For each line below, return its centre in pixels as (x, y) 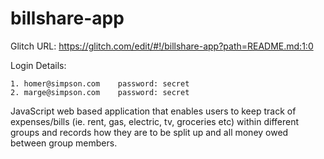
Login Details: (38, 65)
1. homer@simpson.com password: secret (100, 83)
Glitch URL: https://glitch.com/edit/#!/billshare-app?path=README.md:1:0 (162, 46)
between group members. (64, 143)
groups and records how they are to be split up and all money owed (149, 132)
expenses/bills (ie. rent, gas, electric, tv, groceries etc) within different (154, 121)
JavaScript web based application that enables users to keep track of (153, 111)
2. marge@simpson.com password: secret (100, 92)
